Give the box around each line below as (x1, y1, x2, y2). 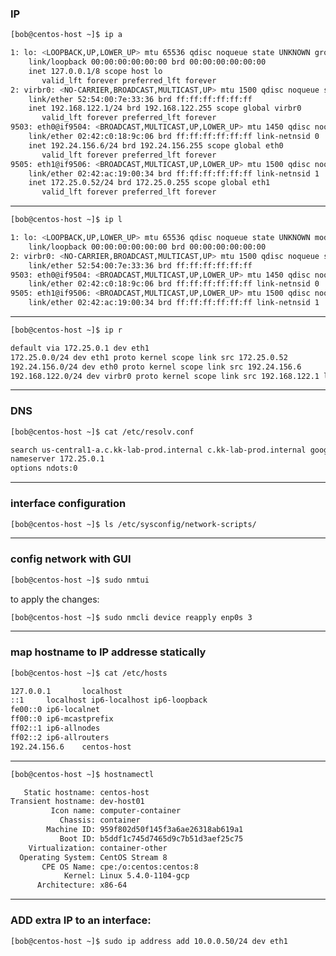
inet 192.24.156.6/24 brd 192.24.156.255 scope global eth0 (28, 140, 284, 151)
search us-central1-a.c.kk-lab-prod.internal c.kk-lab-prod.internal (10, 445, 307, 455)
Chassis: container (59, 815, 141, 826)
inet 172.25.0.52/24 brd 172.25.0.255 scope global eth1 (28, 178, 271, 188)
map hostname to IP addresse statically (10, 645, 207, 659)
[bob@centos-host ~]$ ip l (10, 215, 123, 225)
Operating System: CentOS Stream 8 (19, 852, 168, 862)
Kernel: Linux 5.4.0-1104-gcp (63, 871, 190, 881)
